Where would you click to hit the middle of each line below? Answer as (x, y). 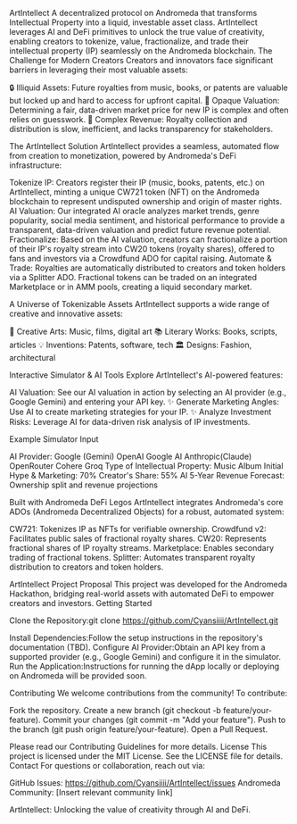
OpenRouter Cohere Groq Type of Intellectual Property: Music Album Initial (146, 466)
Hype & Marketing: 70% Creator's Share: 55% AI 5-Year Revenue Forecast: (147, 475)
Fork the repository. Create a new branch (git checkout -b (115, 710)
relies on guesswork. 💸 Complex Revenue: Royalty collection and (128, 119)
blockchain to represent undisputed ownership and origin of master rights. (146, 201)
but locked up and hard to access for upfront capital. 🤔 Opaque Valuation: (144, 100)
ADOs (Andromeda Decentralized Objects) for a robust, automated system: (147, 512)
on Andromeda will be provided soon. (78, 676)
